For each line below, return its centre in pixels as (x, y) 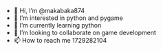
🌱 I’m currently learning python (57, 25)
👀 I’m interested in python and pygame (68, 18)
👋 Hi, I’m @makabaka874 (49, 11)
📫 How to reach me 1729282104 (60, 40)
